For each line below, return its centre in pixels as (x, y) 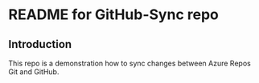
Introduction (40, 44)
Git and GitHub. (34, 72)
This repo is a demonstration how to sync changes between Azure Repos (129, 63)
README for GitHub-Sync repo (113, 15)
